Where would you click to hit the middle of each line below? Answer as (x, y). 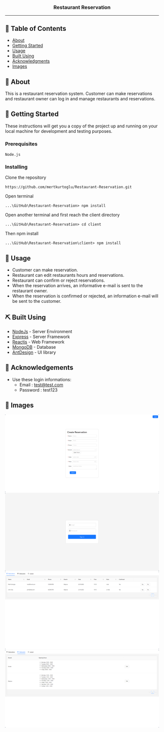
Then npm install (22, 234)
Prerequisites (21, 144)
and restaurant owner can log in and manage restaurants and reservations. (80, 98)
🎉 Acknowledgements (39, 368)
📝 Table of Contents (36, 28)
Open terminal (19, 196)
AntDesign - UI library (34, 352)
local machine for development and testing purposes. (59, 131)
